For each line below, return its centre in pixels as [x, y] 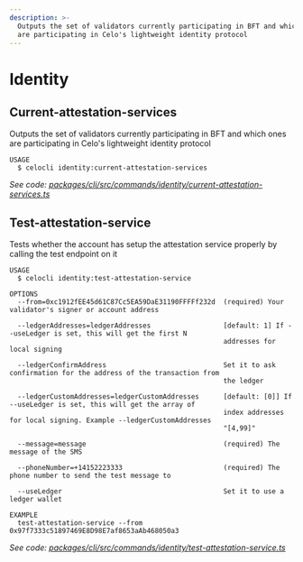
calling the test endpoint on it [64, 254]
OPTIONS [24, 294]
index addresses [253, 413]
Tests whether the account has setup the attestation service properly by [143, 244]
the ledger [243, 381]
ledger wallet [36, 500]
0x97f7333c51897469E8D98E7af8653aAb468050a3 [94, 531]
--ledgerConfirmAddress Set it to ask [147, 365]
